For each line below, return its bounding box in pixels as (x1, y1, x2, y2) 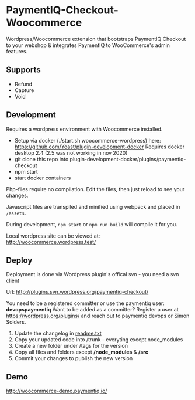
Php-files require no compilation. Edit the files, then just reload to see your (6, 185, 185, 192)
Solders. (6, 318, 26, 326)
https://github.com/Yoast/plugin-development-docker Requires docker (14, 143, 185, 150)
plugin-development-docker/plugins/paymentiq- (69, 155, 186, 162)
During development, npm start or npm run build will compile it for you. (6, 221, 178, 228)
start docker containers (14, 174, 71, 181)
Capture (14, 86, 34, 94)
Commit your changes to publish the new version (14, 355, 133, 362)
